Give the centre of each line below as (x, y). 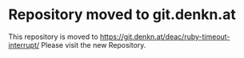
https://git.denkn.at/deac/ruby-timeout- (165, 37)
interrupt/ (24, 44)
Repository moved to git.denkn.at (122, 15)
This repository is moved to (53, 37)
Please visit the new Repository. (94, 44)
